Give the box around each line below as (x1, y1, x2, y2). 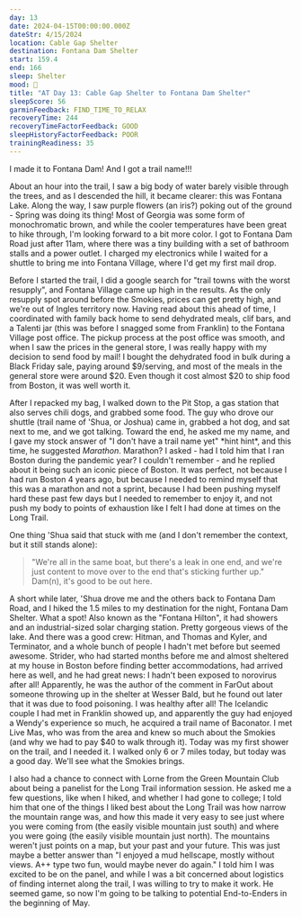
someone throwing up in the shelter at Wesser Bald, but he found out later (9, 688, 283, 699)
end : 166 (9, 64, 42, 73)
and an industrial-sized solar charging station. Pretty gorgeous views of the (9, 622, 288, 633)
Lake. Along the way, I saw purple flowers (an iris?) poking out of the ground (9, 200, 292, 211)
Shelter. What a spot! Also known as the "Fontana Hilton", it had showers (9, 612, 279, 623)
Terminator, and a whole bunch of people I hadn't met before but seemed (9, 641, 281, 652)
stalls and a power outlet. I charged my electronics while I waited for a (9, 247, 269, 258)
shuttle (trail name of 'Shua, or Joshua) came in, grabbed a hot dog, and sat (9, 416, 290, 427)
